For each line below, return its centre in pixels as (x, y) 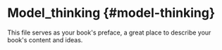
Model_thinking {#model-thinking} (111, 13)
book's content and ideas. (45, 39)
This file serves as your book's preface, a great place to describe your (109, 32)
